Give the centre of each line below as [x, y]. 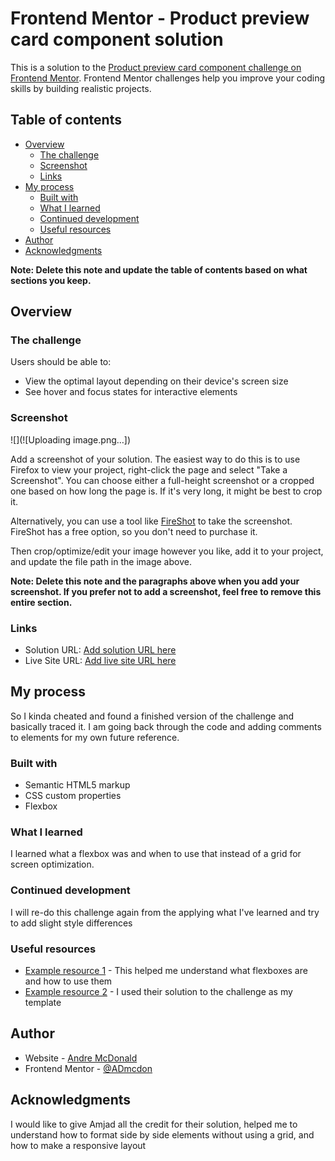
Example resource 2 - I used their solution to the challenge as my [158, 992]
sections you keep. [51, 280]
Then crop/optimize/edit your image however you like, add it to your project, [167, 551]
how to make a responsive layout [78, 1145]
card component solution [117, 39]
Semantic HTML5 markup [77, 785]
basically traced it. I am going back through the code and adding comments [166, 726]
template [43, 1003]
